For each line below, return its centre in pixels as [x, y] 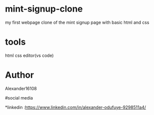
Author [19, 75]
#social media [19, 98]
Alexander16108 [21, 88]
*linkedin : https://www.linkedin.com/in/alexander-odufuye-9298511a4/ [76, 107]
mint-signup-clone [44, 9]
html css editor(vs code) [29, 55]
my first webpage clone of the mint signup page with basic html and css [77, 22]
